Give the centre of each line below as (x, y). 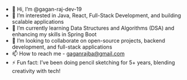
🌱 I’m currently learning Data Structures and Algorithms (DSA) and (93, 28)
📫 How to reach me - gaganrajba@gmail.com (68, 54)
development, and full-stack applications (62, 47)
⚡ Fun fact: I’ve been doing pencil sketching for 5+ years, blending (93, 63)
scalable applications (38, 22)
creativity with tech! (36, 71)
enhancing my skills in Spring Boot (54, 34)
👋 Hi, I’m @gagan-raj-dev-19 (47, 9)
